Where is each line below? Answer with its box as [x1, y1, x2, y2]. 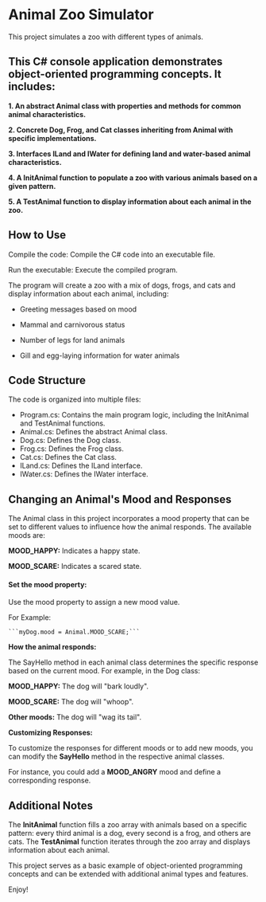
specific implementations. [8, 133, 97, 143]
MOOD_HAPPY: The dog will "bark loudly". [8, 681, 149, 691]
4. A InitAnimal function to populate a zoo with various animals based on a [8, 173, 258, 182]
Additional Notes [8, 798, 94, 812]
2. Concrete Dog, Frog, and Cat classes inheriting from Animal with [8, 125, 233, 135]
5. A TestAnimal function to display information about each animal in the [8, 197, 252, 206]
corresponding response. [8, 775, 91, 786]
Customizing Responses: [8, 727, 93, 738]
